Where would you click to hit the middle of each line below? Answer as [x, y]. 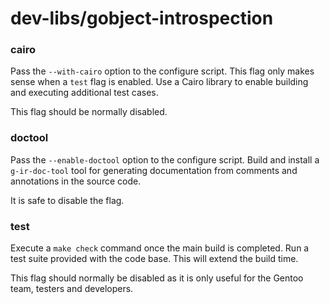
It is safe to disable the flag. [67, 200]
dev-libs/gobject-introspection [142, 18]
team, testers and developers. [72, 289]
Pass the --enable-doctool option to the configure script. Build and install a [165, 159]
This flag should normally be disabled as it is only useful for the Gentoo [157, 278]
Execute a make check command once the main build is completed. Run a [160, 248]
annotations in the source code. [76, 181]
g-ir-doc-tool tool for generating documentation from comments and [154, 170]
